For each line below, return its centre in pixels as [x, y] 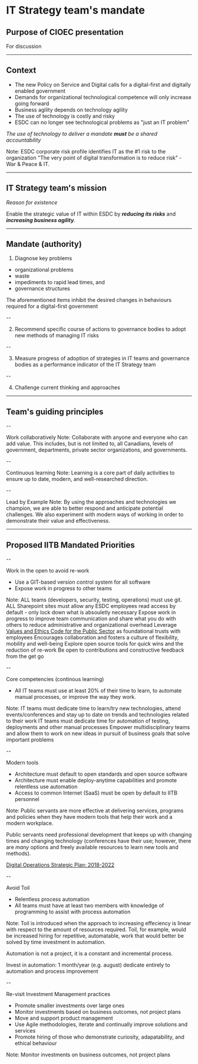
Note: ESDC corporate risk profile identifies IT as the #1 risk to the [86, 151]
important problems [30, 740]
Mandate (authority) [44, 244]
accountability [24, 140]
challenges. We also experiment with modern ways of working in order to [95, 515]
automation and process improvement [52, 971]
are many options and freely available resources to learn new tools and [92, 847]
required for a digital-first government [52, 306]
